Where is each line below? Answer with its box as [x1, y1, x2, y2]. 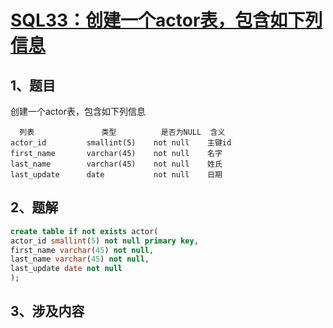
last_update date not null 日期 [10, 170, 223, 180]
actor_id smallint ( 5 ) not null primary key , [10, 236, 199, 246]
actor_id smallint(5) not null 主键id [10, 138, 232, 148]
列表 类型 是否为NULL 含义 [19, 127, 226, 137]
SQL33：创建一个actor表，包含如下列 [10, 9, 323, 32]
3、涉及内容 [10, 303, 85, 320]
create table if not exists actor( [10, 226, 159, 236]
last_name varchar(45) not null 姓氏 [10, 159, 223, 169]
